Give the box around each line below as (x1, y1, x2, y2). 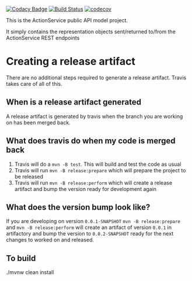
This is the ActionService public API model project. (6, 17, 128, 23)
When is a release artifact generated (6, 97, 142, 107)
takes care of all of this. (6, 80, 62, 87)
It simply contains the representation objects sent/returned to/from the (6, 28, 176, 35)
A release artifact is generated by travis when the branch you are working (6, 113, 183, 120)
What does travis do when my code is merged (6, 136, 176, 146)
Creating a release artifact (6, 55, 135, 68)
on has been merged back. (6, 119, 71, 126)
